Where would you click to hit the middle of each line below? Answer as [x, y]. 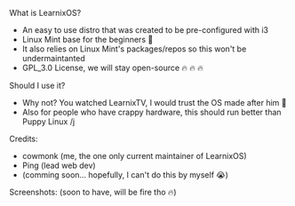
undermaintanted [54, 58]
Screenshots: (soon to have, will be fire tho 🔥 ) [93, 192]
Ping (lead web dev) [59, 165]
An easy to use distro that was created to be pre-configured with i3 [145, 30]
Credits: [24, 139]
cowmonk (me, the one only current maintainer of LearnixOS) [134, 156]
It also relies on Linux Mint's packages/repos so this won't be [134, 49]
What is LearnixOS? [45, 13]
